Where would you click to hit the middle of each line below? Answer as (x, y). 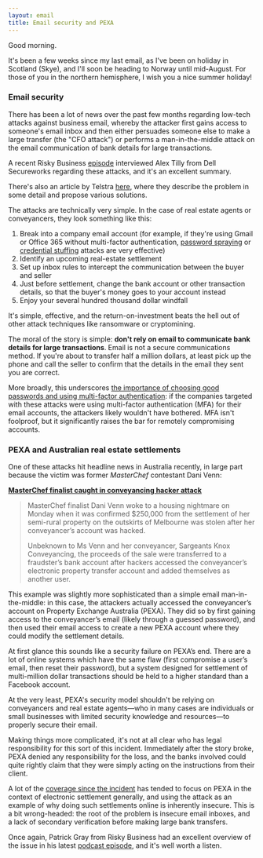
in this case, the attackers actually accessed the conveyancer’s (149, 603)
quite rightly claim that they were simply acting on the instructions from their (131, 765)
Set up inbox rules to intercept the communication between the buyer (132, 267)
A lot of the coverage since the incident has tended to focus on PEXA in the (130, 789)
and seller (36, 275)
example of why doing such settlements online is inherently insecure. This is (131, 805)
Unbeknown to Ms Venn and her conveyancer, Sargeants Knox (129, 546)
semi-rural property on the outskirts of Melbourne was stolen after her (141, 522)
